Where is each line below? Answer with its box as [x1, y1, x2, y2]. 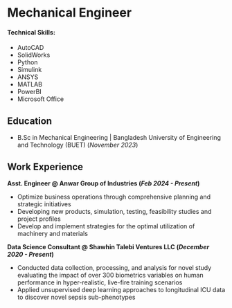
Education [7, 115, 53, 127]
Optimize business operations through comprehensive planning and [17, 192, 211, 201]
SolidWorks [17, 51, 51, 60]
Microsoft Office [17, 95, 64, 103]
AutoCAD [17, 44, 44, 52]
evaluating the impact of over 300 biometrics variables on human [17, 271, 204, 280]
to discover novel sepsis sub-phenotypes [17, 293, 136, 302]
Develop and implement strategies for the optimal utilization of [17, 222, 195, 230]
